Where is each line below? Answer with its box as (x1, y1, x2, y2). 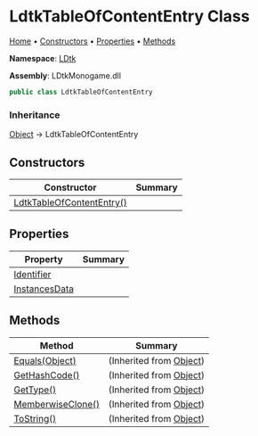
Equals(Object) (13, 354, 77, 366)
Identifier (13, 267, 52, 280)
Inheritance (9, 109, 60, 121)
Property (24, 252, 64, 265)
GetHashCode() (13, 368, 80, 381)
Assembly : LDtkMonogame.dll (9, 70, 122, 81)
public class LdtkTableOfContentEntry (9, 87, 153, 96)
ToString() (13, 412, 56, 424)
